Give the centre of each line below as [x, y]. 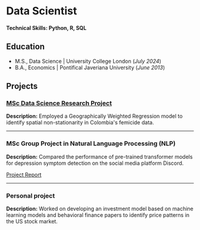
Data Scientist [42, 11]
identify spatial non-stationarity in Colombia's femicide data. [80, 122]
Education [26, 47]
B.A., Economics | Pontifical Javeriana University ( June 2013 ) [90, 68]
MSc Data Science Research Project [59, 103]
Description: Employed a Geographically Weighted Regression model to [94, 116]
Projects [22, 86]
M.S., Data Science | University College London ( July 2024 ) [88, 61]
